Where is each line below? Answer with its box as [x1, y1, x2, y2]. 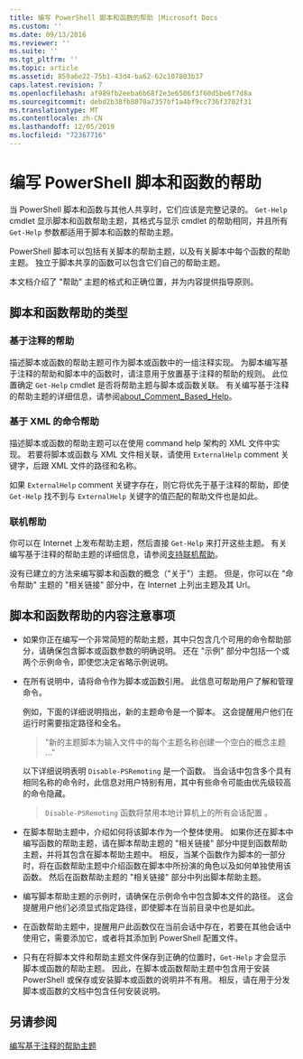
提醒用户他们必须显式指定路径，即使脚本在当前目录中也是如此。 [22, 902, 260, 913]
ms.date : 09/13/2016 [9, 30, 87, 39]
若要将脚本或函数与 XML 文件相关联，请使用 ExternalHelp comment [26, 449, 280, 460]
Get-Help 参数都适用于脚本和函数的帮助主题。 [9, 227, 179, 237]
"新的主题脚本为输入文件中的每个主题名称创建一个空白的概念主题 [44, 737, 287, 748]
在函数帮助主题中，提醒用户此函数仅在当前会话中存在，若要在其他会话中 [22, 921, 291, 932]
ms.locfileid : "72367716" [9, 131, 106, 140]
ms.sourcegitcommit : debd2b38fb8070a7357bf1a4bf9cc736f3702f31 [9, 97, 252, 107]
